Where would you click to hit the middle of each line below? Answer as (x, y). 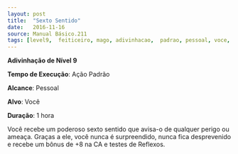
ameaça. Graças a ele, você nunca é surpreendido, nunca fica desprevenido (119, 137)
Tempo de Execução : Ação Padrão (59, 75)
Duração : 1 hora (31, 116)
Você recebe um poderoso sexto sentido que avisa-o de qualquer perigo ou (118, 129)
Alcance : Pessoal (33, 88)
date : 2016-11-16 (36, 27)
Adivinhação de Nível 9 (42, 60)
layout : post (27, 14)
